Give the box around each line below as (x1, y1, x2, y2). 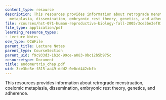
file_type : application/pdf (5, 25, 63, 30)
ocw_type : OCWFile (5, 39, 43, 44)
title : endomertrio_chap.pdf (5, 62, 65, 67)
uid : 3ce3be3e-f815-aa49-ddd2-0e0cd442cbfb (5, 67, 96, 72)
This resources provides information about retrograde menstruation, (5, 80, 144, 86)
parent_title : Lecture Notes (5, 44, 65, 49)
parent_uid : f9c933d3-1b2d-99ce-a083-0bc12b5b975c (5, 52, 112, 58)
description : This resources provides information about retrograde (5, 12, 149, 17)
